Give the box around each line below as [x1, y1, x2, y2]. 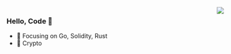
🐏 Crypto [16, 39, 42, 47]
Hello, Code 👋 [6, 16, 53, 26]
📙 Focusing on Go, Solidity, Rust [16, 32, 108, 40]
